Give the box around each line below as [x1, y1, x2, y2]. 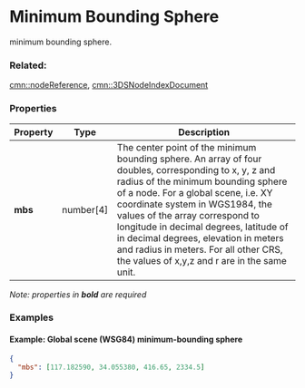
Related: [9, 59, 47, 72]
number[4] [62, 203, 109, 216]
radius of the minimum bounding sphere [116, 175, 288, 188]
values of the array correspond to [116, 209, 261, 221]
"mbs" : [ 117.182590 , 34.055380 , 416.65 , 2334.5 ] [17, 363, 205, 372]
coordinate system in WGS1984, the [116, 198, 272, 210]
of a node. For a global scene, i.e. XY [116, 186, 273, 199]
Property [14, 125, 54, 138]
